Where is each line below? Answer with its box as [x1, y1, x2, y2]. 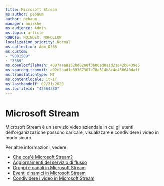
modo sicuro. [5, 135, 33, 141]
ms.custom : [5, 49, 28, 54]
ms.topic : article [5, 30, 44, 35]
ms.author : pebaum [5, 12, 44, 17]
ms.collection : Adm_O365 [5, 44, 57, 49]
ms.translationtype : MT [5, 72, 55, 77]
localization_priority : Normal [5, 40, 71, 45]
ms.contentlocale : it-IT [5, 77, 57, 82]
